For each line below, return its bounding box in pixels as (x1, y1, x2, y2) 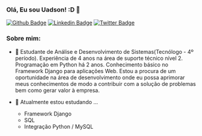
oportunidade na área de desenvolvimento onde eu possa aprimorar (15, 74, 186, 81)
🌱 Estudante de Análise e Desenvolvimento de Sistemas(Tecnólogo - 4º (15, 48, 194, 55)
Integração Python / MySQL (24, 123, 94, 130)
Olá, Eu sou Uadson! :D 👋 (6, 5, 80, 14)
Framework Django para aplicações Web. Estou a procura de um (15, 67, 176, 74)
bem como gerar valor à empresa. (15, 86, 100, 94)
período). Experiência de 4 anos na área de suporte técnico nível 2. (15, 54, 183, 62)
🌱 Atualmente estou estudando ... (15, 98, 99, 105)
